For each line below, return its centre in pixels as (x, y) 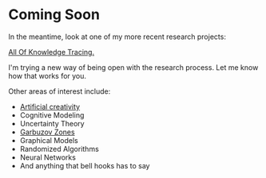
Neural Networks (48, 157)
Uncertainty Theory (52, 123)
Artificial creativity (50, 106)
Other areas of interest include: (60, 91)
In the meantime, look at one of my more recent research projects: (117, 37)
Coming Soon (54, 15)
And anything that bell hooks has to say (85, 165)
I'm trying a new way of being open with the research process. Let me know (133, 67)
